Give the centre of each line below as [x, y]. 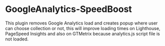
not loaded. [17, 39]
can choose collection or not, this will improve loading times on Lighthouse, [83, 28]
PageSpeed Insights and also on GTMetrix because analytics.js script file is [82, 33]
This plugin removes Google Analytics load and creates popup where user [81, 23]
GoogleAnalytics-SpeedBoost [69, 9]
